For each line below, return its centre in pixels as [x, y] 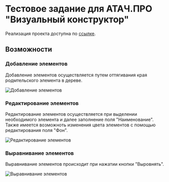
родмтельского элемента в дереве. [44, 80]
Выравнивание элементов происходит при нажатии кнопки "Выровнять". [85, 164]
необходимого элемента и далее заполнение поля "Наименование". [79, 119]
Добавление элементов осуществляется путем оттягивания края [76, 75]
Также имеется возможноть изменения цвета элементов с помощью [80, 125]
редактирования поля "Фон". [37, 130]
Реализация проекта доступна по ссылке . [51, 33]
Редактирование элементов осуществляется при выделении [71, 114]
